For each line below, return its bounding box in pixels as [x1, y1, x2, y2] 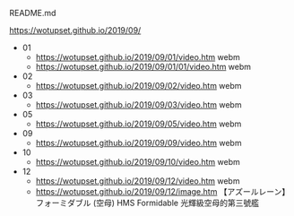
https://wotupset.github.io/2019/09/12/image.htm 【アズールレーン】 [35, 186, 290, 196]
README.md [9, 8, 56, 18]
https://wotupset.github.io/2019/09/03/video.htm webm [35, 99, 242, 110]
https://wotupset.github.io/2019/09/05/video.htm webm [35, 118, 242, 129]
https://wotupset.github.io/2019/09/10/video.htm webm [35, 157, 240, 167]
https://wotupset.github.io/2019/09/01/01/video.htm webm [35, 62, 252, 72]
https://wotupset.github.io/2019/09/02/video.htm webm [35, 81, 242, 91]
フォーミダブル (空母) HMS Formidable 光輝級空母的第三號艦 [35, 197, 260, 208]
